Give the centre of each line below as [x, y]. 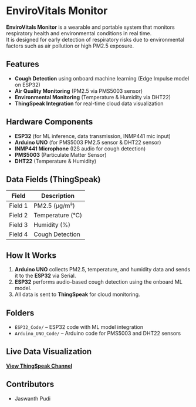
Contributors [30, 384]
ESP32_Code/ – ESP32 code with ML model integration [79, 327]
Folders [20, 313]
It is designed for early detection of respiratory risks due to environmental [95, 39]
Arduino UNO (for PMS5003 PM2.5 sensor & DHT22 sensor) [88, 142]
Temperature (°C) [58, 216]
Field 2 [18, 216]
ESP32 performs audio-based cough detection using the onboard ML [99, 282]
